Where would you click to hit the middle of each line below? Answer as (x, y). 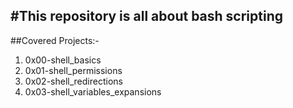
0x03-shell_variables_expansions (93, 91)
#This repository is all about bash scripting (146, 16)
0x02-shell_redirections (73, 81)
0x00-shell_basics (63, 60)
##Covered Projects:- (55, 40)
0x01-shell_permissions (73, 70)
